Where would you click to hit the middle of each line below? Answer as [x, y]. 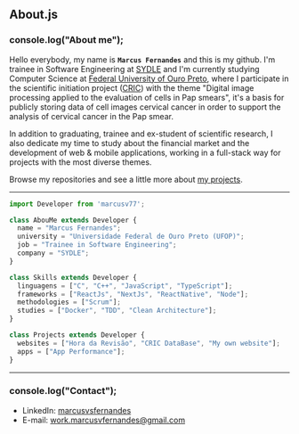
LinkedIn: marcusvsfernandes [77, 410]
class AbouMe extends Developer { [73, 220]
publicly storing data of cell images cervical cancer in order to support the [145, 107]
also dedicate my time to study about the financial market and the [129, 143]
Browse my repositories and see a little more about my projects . [126, 179]
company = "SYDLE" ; [53, 253]
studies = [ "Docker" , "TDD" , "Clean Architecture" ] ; [117, 311]
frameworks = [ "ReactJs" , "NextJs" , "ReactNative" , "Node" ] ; [133, 294]
